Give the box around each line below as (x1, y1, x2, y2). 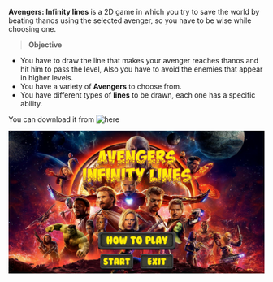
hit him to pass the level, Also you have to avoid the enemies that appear (19, 64, 263, 74)
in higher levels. (19, 73, 74, 82)
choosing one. (8, 24, 57, 33)
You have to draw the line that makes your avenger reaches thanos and (19, 56, 259, 65)
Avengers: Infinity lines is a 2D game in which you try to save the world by (8, 7, 260, 16)
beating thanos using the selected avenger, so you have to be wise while (8, 15, 252, 25)
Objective (28, 40, 63, 50)
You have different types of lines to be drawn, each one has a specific (19, 90, 256, 100)
